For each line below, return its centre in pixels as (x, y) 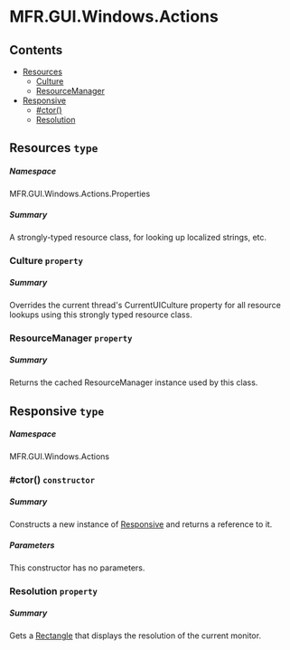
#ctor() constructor (52, 480)
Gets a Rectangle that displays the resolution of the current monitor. (136, 636)
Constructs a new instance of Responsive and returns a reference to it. (141, 524)
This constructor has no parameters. (77, 568)
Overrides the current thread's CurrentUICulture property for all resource (145, 306)
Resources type (54, 148)
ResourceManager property (71, 338)
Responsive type (57, 411)
